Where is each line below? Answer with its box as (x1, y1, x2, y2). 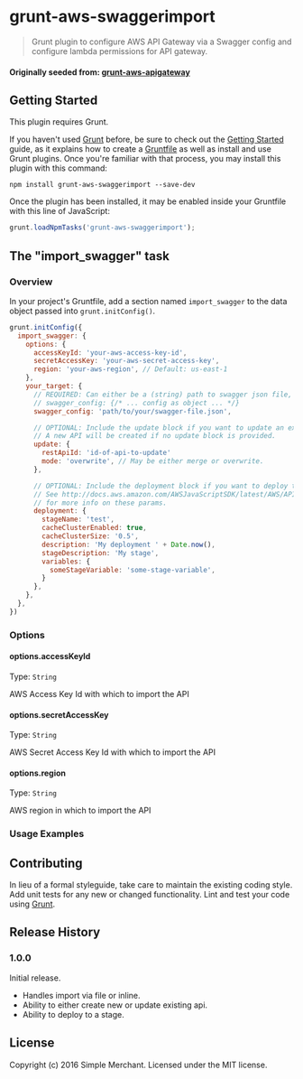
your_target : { (25, 382, 83, 391)
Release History (9, 925, 101, 940)
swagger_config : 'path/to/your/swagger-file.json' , (32, 406, 232, 416)
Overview (9, 275, 53, 288)
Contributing (9, 855, 83, 870)
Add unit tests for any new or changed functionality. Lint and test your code (9, 889, 290, 900)
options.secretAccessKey (9, 709, 110, 720)
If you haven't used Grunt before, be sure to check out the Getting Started (9, 134, 284, 145)
